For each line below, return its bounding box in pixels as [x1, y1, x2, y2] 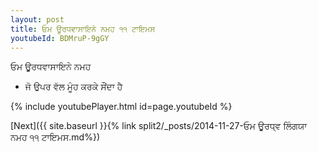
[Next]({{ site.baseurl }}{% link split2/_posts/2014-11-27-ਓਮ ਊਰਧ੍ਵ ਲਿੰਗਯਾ [10, 120, 308, 132]
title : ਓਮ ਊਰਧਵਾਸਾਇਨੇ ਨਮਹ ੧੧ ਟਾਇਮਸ [10, 24, 156, 34]
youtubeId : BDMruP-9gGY [10, 33, 110, 43]
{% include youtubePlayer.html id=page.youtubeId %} [10, 101, 233, 113]
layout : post [10, 14, 65, 25]
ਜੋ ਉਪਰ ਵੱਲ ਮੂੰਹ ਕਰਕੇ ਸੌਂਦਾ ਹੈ [24, 81, 123, 93]
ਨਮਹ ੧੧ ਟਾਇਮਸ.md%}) [10, 131, 101, 143]
